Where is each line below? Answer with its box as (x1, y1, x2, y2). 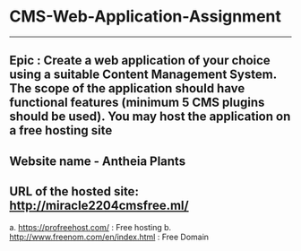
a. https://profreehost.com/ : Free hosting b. (9, 221, 172, 232)
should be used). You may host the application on (9, 109, 291, 125)
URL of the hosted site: (9, 184, 139, 199)
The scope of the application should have (9, 81, 245, 96)
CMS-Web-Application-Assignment (9, 6, 282, 27)
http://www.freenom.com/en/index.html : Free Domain (9, 231, 209, 242)
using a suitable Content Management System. (9, 67, 278, 82)
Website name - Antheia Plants (9, 153, 186, 169)
